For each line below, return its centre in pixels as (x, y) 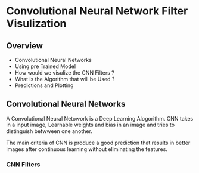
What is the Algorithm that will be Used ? (65, 79)
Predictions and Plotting (44, 85)
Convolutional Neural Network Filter (97, 11)
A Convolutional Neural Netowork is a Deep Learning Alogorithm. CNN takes (100, 118)
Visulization (36, 24)
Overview (25, 46)
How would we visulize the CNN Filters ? (64, 72)
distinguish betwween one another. (49, 131)
